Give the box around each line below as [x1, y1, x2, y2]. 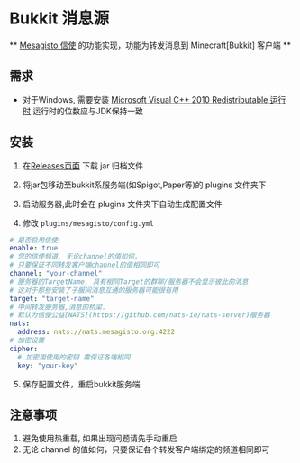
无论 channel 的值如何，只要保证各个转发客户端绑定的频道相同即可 [22, 444, 270, 455]
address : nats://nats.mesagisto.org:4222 [17, 328, 176, 337]
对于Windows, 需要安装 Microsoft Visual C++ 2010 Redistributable [22, 94, 268, 104]
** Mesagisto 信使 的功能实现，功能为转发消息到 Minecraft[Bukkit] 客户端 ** [9, 40, 291, 50]
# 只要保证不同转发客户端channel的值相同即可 [9, 260, 160, 270]
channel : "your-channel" [9, 269, 103, 278]
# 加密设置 [9, 336, 45, 345]
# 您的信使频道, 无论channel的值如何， [9, 252, 141, 261]
